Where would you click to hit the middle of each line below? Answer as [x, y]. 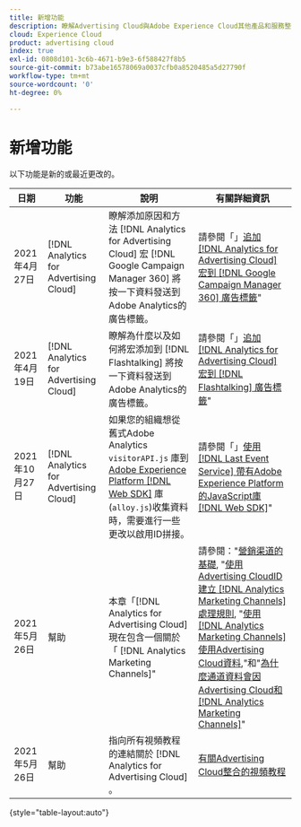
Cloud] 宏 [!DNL [142, 254]
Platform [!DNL [140, 481]
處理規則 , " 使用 [230, 614]
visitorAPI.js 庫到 [149, 458]
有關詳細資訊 [243, 198]
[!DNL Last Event [234, 458]
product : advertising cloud [62, 43]
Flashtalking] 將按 [146, 362]
